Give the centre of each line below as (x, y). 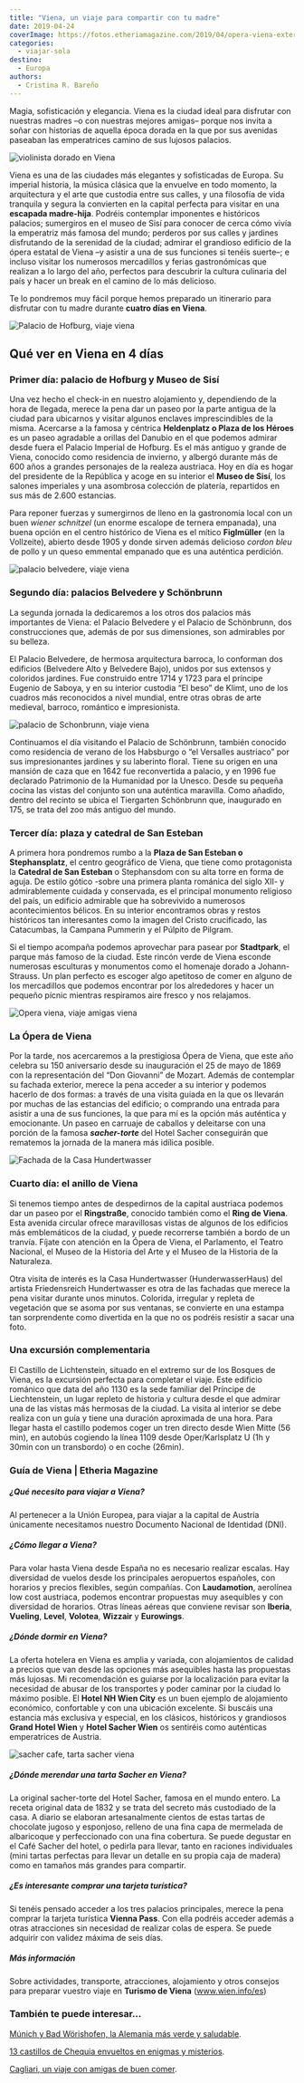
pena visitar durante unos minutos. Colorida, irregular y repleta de (132, 1298)
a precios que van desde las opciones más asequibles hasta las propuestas (150, 1669)
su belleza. (29, 641)
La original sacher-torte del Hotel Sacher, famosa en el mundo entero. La (145, 1798)
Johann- (274, 966)
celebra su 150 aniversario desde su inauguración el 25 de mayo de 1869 (146, 1066)
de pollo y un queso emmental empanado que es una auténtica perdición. (147, 552)
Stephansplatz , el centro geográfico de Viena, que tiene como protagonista (151, 862)
